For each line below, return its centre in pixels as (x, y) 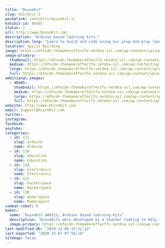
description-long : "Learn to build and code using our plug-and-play (78, 42)
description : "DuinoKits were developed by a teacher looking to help (83, 220)
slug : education (31, 156)
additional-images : (25, 78)
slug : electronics (33, 169)
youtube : (14, 128)
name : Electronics (33, 174)
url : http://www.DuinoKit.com (36, 32)
